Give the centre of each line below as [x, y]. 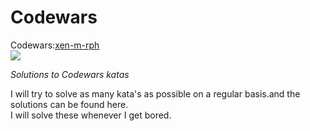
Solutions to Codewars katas [70, 74]
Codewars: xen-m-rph [55, 45]
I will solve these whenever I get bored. [91, 115]
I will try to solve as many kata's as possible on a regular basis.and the [155, 93]
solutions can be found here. [69, 104]
